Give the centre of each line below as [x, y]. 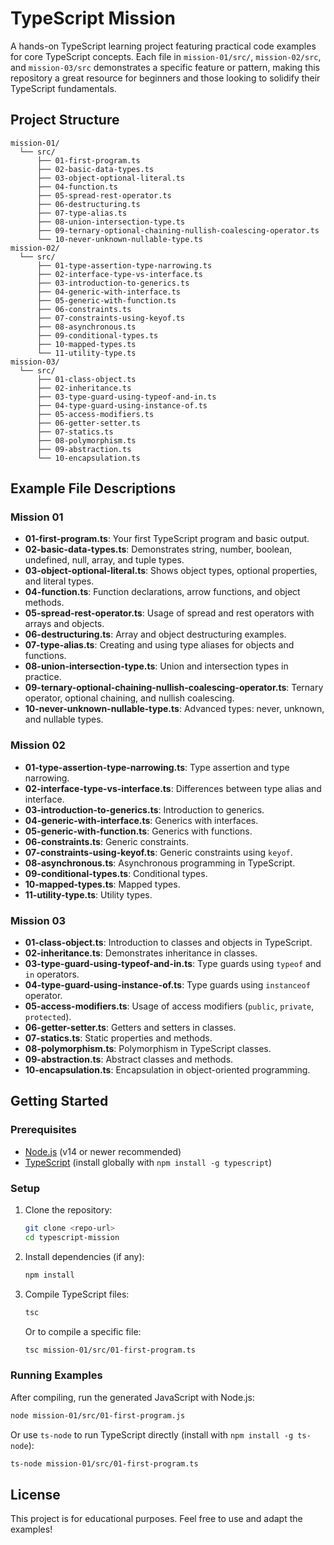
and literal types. [59, 581]
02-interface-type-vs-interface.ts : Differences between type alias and [173, 788]
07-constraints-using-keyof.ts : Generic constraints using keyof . [158, 852]
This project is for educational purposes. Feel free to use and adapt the [156, 1519]
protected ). [48, 1017]
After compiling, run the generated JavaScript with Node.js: [132, 1397]
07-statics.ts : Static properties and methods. [118, 1038]
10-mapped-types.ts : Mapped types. [102, 884]
